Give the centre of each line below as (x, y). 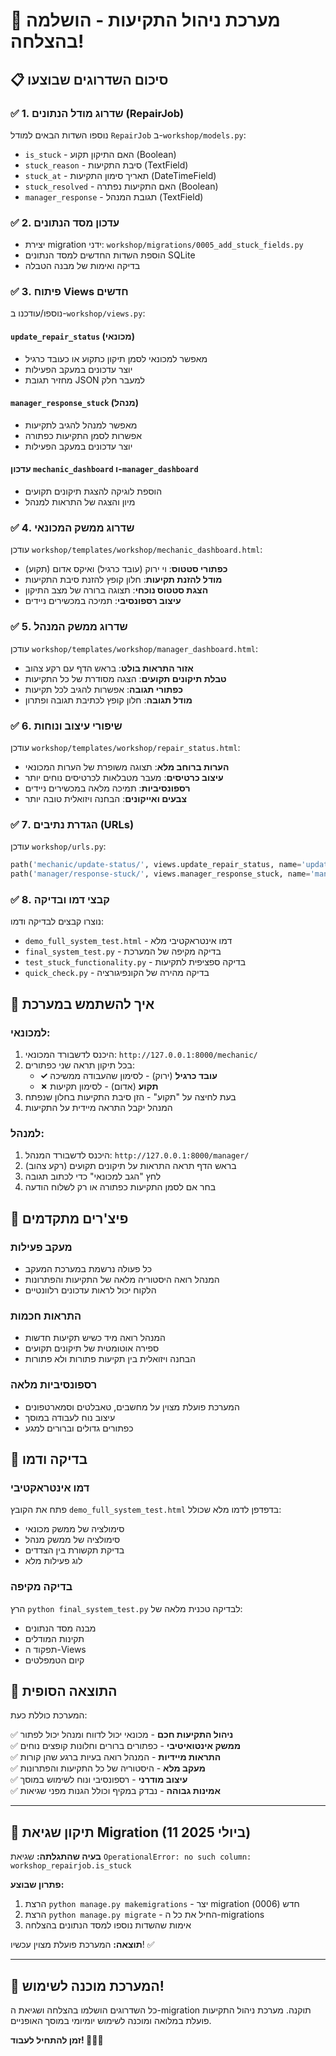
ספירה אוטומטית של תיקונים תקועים (92, 1348)
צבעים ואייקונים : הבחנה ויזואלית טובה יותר (106, 798)
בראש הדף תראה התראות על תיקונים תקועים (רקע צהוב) (130, 1166)
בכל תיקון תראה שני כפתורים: (79, 1065)
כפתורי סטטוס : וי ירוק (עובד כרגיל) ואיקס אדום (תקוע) (126, 569)
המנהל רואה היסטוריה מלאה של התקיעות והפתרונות (122, 1279)
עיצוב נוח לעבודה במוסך (70, 1417)
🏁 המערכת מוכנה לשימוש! (87, 1985)
